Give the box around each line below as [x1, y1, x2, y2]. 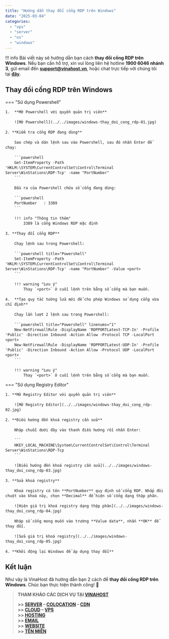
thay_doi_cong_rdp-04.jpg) [5, 508, 62, 513]
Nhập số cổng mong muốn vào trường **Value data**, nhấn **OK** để [14, 518, 159, 524]
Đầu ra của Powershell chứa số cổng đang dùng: [14, 185, 116, 190]
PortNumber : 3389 [14, 201, 58, 206]
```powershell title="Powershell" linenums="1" [14, 322, 116, 327]
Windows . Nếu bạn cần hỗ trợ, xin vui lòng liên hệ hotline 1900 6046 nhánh [5, 60, 164, 66]
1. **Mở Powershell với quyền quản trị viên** [5, 109, 107, 114]
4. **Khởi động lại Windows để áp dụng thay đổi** [5, 549, 114, 554]
